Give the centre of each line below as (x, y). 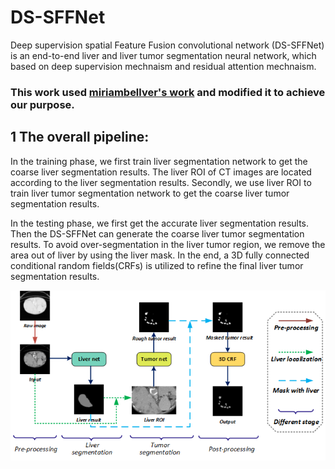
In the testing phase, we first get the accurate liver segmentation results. (160, 223)
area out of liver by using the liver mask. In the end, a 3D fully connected (160, 255)
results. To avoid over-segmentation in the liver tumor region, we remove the (168, 244)
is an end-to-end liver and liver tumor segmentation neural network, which (163, 55)
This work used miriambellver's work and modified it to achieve (168, 92)
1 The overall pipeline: (80, 137)
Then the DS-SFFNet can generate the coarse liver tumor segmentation (157, 233)
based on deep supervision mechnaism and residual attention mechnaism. (163, 66)
